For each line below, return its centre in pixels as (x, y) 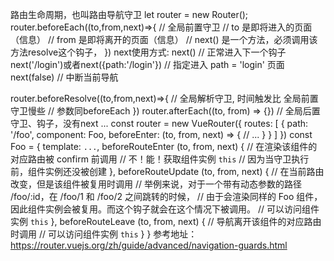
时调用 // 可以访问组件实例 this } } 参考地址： (104, 234)
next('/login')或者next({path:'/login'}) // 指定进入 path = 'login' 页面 (147, 64)
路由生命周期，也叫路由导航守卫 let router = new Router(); (129, 14)
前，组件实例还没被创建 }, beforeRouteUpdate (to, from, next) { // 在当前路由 (167, 171)
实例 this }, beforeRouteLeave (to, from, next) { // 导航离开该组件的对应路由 (166, 221)
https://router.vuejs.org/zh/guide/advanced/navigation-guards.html (149, 245)
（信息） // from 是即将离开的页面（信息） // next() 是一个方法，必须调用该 (164, 39)
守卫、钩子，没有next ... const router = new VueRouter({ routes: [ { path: (159, 123)
